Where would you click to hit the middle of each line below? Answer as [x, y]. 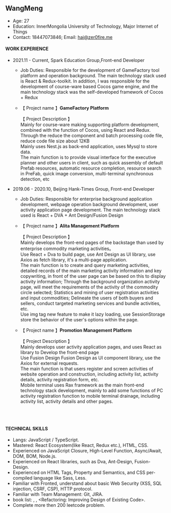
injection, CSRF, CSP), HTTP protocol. [53, 489]
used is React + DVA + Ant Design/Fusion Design [72, 215]
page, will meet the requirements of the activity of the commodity [89, 287]
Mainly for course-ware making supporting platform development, [90, 125]
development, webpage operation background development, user [89, 204]
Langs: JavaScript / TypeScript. [46, 440]
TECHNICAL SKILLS [27, 428]
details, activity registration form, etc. [60, 380]
